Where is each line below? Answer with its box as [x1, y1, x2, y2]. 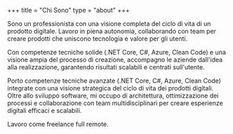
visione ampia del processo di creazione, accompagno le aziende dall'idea [7, 55, 223, 64]
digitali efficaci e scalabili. [7, 107, 82, 114]
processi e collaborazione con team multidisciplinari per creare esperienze [7, 99, 223, 107]
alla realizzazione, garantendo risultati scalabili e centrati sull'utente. [7, 63, 205, 71]
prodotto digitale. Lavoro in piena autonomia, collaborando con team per [7, 27, 216, 35]
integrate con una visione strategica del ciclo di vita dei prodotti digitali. [7, 84, 214, 92]
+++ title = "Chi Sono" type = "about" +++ [7, 6, 130, 14]
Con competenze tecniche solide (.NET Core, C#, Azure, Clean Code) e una [7, 48, 227, 56]
